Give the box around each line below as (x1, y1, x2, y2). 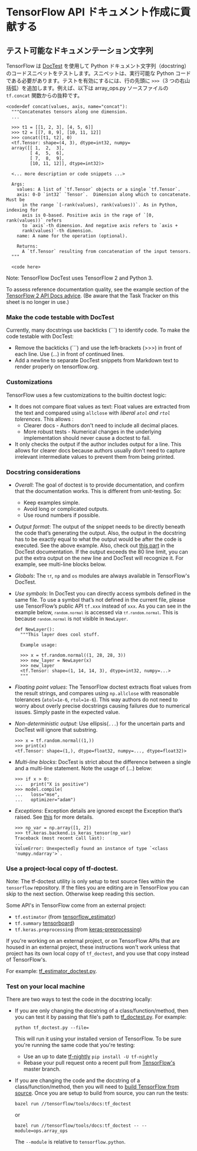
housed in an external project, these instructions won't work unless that (6, 944, 180, 951)
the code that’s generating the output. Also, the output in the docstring (14, 529, 186, 536)
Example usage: (20, 642, 58, 648)
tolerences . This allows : (14, 415, 74, 423)
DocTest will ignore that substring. (14, 726, 98, 733)
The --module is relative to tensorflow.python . (14, 1139, 126, 1146)
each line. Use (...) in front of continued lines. (14, 351, 125, 358)
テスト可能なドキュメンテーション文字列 (6, 46, 153, 56)
